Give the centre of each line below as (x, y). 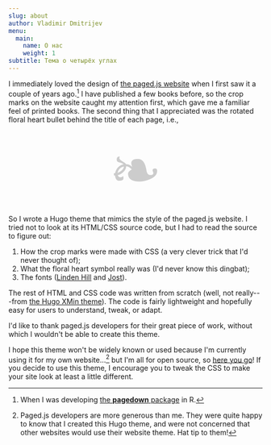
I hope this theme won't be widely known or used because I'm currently (127, 349)
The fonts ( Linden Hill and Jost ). (73, 277)
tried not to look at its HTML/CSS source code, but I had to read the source (133, 227)
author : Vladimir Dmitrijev (56, 23)
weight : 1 (40, 53)
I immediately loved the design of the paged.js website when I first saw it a (132, 83)
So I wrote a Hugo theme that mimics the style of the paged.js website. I (128, 218)
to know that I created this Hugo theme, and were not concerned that (135, 424)
